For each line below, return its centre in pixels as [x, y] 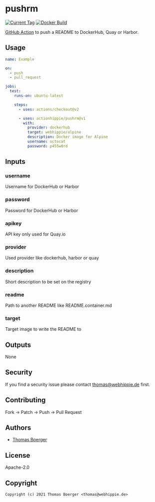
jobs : [11, 87]
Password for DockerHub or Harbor [42, 210]
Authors [18, 428]
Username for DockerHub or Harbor [42, 187]
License [18, 455]
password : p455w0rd [48, 146]
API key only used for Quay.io [35, 234]
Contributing [25, 400]
